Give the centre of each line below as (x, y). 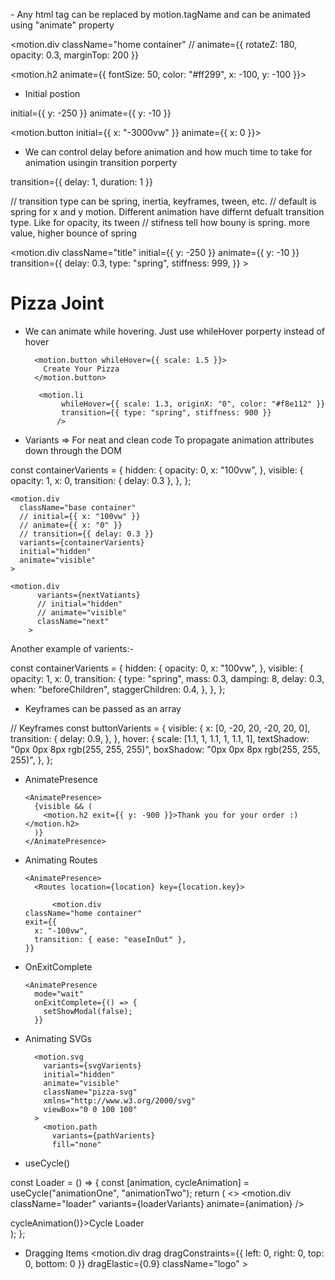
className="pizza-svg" (90, 1092)
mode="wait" (59, 994)
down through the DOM (73, 450)
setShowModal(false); (88, 1011)
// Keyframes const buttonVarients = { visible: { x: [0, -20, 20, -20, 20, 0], (160, 728)
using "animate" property (62, 25)
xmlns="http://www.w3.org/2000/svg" (119, 1100)
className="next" (73, 621)
